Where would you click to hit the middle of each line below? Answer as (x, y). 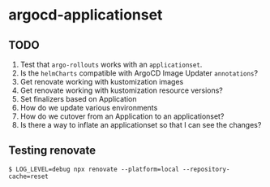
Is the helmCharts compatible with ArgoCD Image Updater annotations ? (139, 73)
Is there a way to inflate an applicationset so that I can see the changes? (141, 125)
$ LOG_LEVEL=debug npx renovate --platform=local (94, 169)
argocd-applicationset (86, 15)
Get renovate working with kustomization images (102, 82)
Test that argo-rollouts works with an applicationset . (111, 64)
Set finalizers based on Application (78, 99)
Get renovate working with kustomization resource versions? (121, 90)
